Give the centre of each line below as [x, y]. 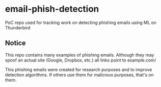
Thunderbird [18, 27]
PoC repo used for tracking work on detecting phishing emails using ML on [81, 22]
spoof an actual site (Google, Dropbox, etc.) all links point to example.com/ [80, 60]
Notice [15, 43]
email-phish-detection [52, 9]
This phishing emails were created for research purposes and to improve [79, 69]
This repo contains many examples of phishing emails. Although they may [80, 55]
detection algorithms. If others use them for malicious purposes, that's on [79, 75]
